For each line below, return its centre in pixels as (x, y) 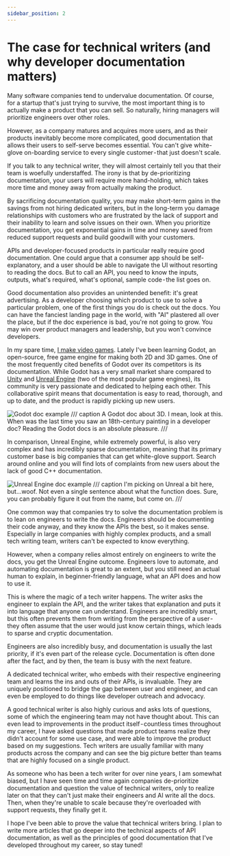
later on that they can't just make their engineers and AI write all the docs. (111, 795)
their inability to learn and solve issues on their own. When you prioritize (109, 223)
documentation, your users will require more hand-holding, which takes (108, 180)
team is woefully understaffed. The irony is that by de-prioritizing (99, 173)
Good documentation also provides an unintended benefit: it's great (103, 292)
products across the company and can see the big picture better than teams (114, 753)
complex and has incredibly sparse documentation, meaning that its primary (114, 449)
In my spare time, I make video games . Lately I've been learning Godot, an (112, 349)
